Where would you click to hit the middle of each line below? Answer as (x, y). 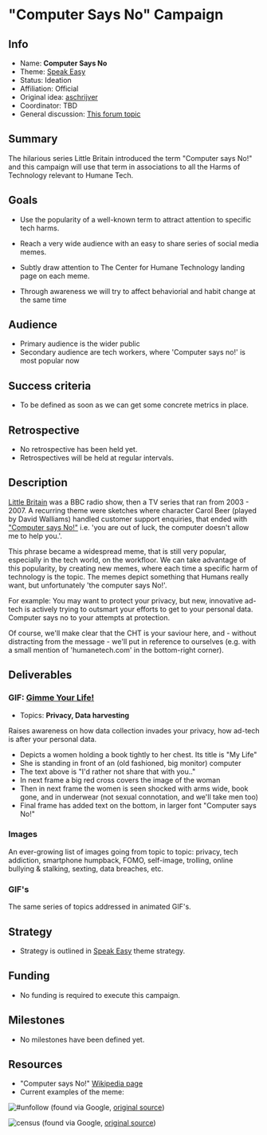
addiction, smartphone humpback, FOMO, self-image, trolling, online (121, 860)
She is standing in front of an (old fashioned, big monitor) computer (130, 763)
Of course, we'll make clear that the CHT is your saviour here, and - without (132, 633)
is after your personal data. (53, 739)
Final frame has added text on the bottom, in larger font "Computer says (138, 805)
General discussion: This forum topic (80, 114)
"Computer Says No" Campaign (116, 15)
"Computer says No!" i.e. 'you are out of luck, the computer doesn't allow (129, 527)
